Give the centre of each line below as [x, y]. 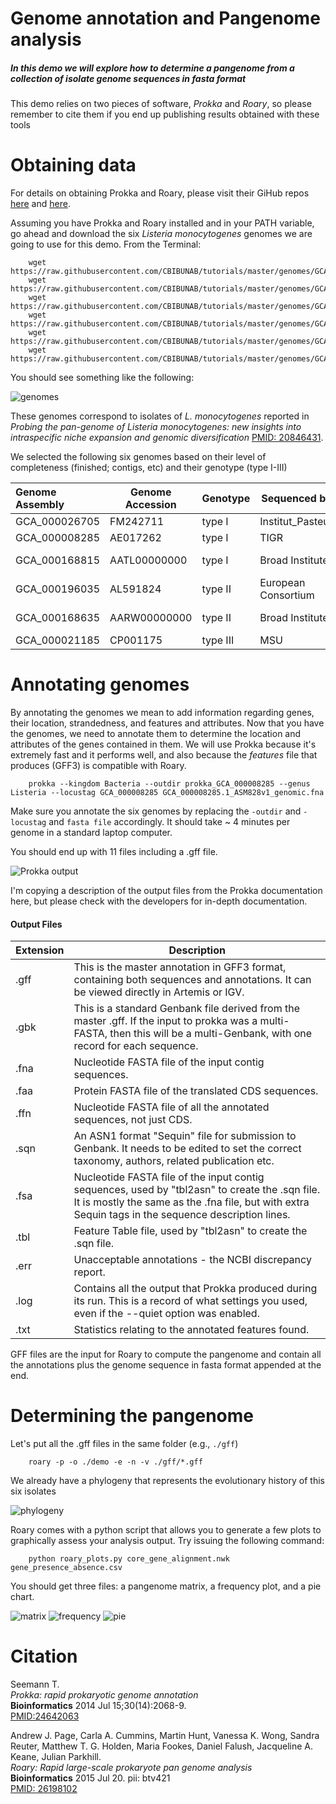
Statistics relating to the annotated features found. [191, 1330]
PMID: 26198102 [44, 1789]
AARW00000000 [151, 618]
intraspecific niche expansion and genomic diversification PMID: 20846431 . [167, 438]
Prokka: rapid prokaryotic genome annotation [104, 1695]
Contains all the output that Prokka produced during [195, 1289]
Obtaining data [73, 165]
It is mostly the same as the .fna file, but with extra [191, 1202]
